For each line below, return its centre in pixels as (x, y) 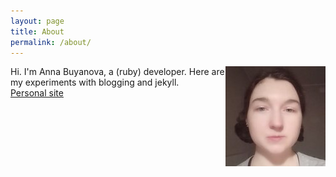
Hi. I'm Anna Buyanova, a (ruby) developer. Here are (117, 72)
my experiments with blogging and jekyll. (95, 82)
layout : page (37, 21)
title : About (37, 31)
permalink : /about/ (51, 42)
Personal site (37, 93)
